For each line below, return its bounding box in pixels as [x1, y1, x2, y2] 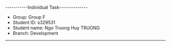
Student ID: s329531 [12, 20, 55, 25]
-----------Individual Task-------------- [5, 5, 88, 10]
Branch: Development [12, 30, 59, 36]
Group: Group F [12, 14, 46, 20]
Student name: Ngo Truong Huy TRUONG [12, 25, 100, 31]
